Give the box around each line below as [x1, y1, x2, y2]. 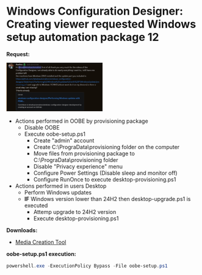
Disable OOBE [24, 123, 60, 131]
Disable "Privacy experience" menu [33, 163, 123, 170]
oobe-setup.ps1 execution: [6, 250, 76, 257]
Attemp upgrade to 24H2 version [33, 208, 117, 215]
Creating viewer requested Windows [6, 17, 197, 31]
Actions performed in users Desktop [15, 182, 107, 189]
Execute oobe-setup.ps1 [24, 130, 85, 137]
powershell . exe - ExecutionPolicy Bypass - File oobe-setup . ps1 [6, 263, 168, 269]
